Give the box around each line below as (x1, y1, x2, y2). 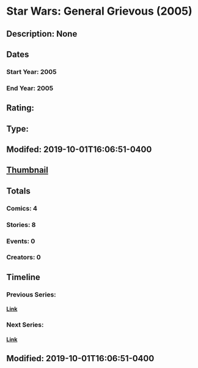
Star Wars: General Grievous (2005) (6, 4, 193, 18)
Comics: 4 (6, 204, 38, 212)
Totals (6, 186, 31, 196)
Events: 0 (6, 237, 35, 245)
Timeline (6, 272, 41, 282)
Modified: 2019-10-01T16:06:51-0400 (6, 353, 155, 364)
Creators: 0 (6, 253, 41, 262)
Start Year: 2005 (6, 67, 57, 76)
